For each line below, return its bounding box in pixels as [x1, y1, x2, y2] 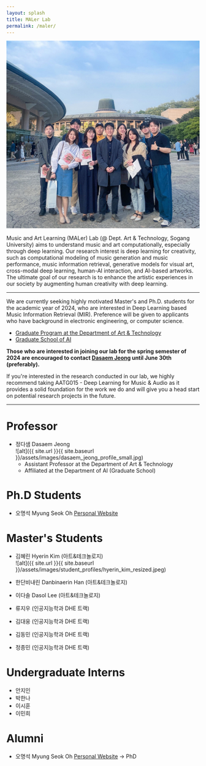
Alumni [6, 732, 44, 746]
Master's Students [6, 532, 103, 546]
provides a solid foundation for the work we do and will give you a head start [6, 385, 200, 393]
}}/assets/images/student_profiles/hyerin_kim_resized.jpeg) [15, 565, 167, 573]
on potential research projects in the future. [6, 392, 116, 400]
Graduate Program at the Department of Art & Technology [15, 329, 161, 337]
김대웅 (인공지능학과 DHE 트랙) [15, 617, 90, 625]
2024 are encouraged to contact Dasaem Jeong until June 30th [6, 354, 172, 362]
